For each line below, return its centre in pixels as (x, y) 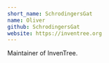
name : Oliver (26, 20)
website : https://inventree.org (54, 33)
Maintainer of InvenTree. (43, 53)
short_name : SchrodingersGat (50, 14)
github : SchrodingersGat (44, 27)
